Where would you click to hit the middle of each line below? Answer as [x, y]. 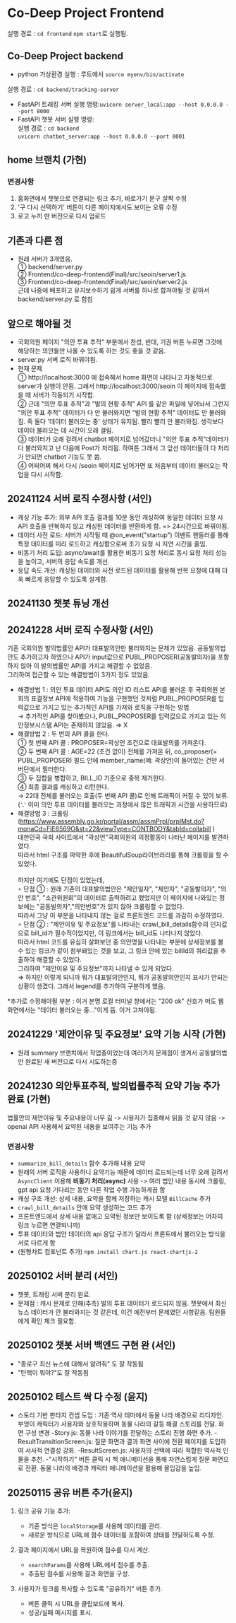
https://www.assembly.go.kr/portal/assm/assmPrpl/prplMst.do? [112, 821]
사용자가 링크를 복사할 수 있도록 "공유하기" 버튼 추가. [90, 1589]
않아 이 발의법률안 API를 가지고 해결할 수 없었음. [86, 666]
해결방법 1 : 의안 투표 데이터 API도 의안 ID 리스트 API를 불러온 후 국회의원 [118, 690]
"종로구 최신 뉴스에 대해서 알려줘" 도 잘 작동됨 [81, 1364]
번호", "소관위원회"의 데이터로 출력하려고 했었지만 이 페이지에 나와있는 [122, 898]
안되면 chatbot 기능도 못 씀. [63, 457]
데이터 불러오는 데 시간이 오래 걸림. [66, 430]
